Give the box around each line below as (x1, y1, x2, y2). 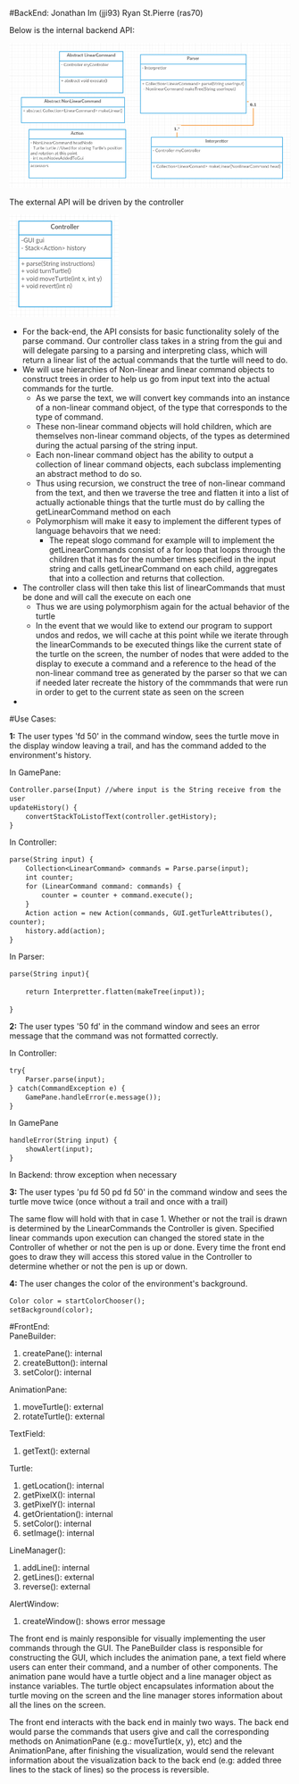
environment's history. (9, 749, 92, 760)
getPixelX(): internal (21, 1489, 96, 1500)
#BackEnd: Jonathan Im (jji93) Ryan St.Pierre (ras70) (9, 8, 203, 18)
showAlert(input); (25, 1145, 94, 1154)
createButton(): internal (21, 1357, 109, 1368)
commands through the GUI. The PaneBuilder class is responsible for (9, 1642, 263, 1653)
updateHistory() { (9, 803, 78, 812)
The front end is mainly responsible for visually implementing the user (9, 1633, 266, 1644)
